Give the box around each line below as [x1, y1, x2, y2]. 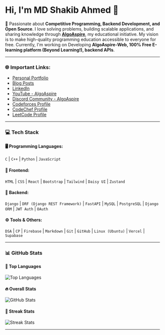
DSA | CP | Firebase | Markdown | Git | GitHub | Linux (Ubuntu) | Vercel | [5, 228, 145, 234]
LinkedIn [12, 86, 30, 92]
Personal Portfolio [12, 75, 49, 81]
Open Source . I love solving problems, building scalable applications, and [5, 26, 154, 32]
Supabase [5, 233, 23, 238]
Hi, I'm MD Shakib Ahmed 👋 [5, 4, 119, 16]
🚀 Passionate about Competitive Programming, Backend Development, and [5, 21, 160, 27]
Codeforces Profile [12, 101, 51, 107]
